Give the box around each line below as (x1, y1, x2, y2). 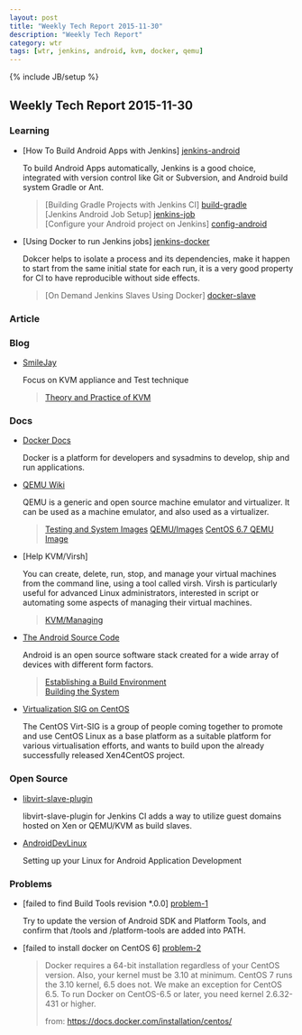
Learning (9, 124, 50, 137)
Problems (9, 877, 52, 890)
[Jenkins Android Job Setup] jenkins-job (44, 208, 196, 219)
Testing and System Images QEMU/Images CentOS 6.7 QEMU (44, 524, 274, 535)
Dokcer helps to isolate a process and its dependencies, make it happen (22, 253, 290, 264)
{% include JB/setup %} (9, 71, 99, 82)
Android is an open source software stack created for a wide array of (22, 650, 279, 661)
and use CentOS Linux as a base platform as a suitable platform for (22, 731, 272, 742)
